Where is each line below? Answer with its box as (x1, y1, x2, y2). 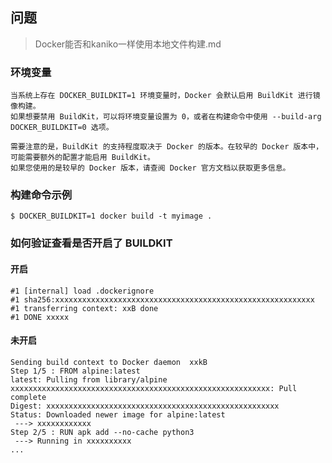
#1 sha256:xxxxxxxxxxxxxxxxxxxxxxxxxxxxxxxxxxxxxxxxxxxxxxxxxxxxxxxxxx (10, 294, 315, 305)
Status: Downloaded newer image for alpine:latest (10, 409, 226, 420)
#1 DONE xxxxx (10, 312, 70, 322)
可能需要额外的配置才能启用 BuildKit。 (10, 153, 155, 163)
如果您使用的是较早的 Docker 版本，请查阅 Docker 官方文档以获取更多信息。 (10, 163, 291, 173)
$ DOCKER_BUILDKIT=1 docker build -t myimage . (10, 211, 213, 222)
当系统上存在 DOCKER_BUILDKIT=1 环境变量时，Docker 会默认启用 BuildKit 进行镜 (10, 91, 321, 101)
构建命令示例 (10, 188, 73, 202)
